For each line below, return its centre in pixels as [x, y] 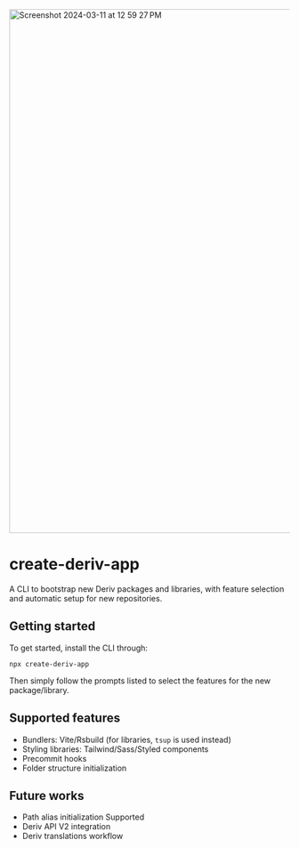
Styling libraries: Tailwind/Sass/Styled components [115, 749]
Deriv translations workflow [73, 836]
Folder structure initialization [74, 768]
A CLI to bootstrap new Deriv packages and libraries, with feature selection [147, 589]
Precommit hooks [54, 758]
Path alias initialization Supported [83, 817]
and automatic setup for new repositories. [86, 598]
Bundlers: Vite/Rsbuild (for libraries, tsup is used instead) [126, 739]
